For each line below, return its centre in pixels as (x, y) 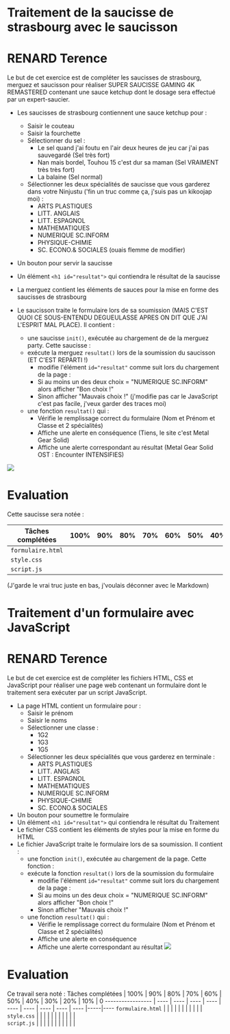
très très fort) (56, 170)
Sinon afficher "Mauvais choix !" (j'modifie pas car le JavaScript (128, 396)
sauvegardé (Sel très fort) (74, 155)
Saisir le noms (47, 721)
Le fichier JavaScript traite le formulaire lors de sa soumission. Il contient (120, 844)
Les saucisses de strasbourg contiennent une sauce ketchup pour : (112, 113)
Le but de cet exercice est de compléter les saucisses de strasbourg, (104, 77)
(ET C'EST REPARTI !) (57, 360)
